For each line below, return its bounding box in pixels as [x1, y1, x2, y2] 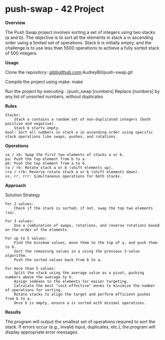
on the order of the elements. [5, 227, 69, 232]
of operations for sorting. [5, 287, 63, 292]
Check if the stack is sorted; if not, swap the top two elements [14, 206, 153, 211]
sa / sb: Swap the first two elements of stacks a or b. [5, 152, 125, 157]
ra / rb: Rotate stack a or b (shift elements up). [5, 165, 113, 170]
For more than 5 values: [5, 266, 56, 271]
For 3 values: [5, 218, 34, 223]
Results [5, 309, 21, 315]
